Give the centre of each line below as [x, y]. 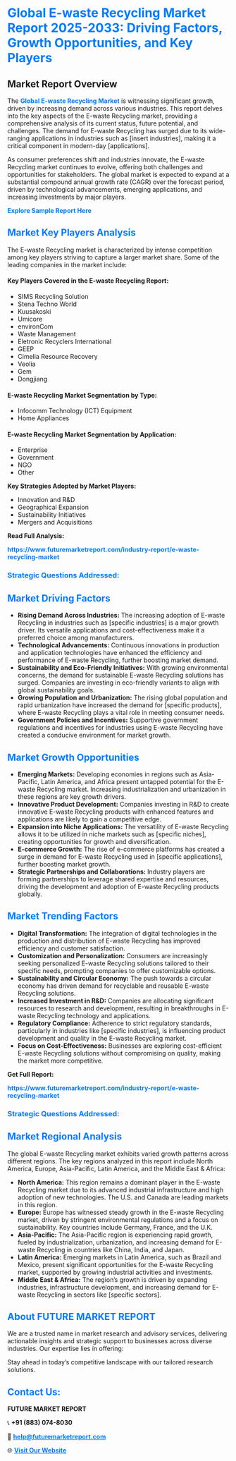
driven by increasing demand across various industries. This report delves [115, 108]
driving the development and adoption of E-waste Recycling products [118, 886]
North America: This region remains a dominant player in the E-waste [119, 1182]
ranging [19, 138]
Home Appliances [43, 418]
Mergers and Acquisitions [55, 522]
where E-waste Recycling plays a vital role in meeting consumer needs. [121, 713]
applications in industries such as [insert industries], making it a [124, 138]
